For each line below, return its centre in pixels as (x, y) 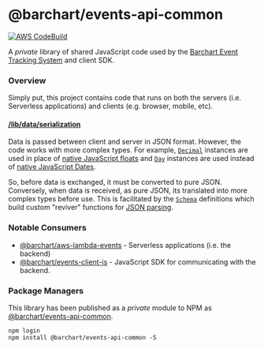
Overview (27, 81)
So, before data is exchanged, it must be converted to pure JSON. (115, 182)
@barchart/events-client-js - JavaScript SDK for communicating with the (138, 261)
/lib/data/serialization (45, 124)
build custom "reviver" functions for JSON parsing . (91, 208)
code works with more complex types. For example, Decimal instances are (128, 150)
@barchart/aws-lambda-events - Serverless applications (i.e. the (125, 245)
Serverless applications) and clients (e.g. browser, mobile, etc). (111, 106)
